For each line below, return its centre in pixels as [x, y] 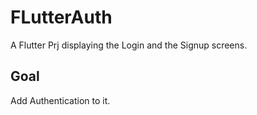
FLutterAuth [61, 17]
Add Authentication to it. [60, 100]
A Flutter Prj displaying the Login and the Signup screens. [129, 45]
